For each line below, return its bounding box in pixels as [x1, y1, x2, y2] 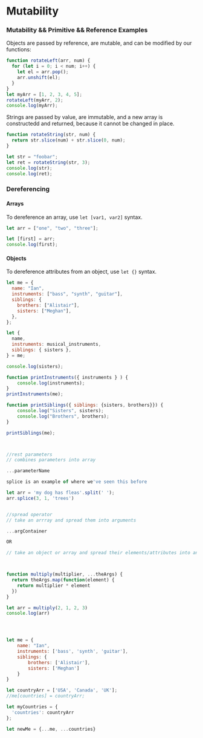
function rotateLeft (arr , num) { [6, 57, 91, 64]
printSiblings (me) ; [6, 430, 56, 436]
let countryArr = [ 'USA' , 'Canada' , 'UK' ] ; [6, 687, 118, 693]
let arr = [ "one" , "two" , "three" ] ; [6, 225, 98, 231]
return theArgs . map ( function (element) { [11, 577, 115, 583]
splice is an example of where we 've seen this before [6, 479, 147, 485]
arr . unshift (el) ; [17, 74, 61, 81]
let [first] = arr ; [6, 236, 56, 242]
